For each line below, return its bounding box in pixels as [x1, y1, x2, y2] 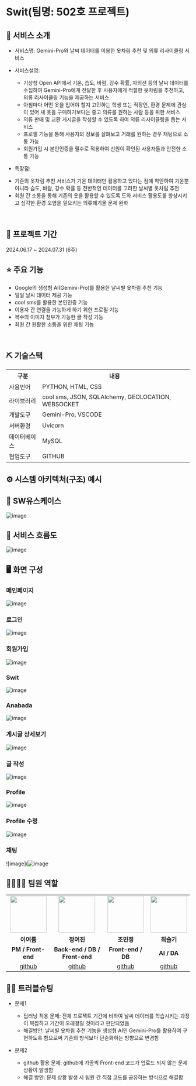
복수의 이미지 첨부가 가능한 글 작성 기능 [14, 313, 104, 320]
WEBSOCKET [42, 400, 79, 409]
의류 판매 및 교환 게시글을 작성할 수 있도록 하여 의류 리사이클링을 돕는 [23, 116, 181, 123]
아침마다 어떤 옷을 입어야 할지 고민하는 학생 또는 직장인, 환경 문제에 [23, 101, 176, 108]
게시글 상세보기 [6, 730, 47, 738]
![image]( [6, 860, 28, 867]
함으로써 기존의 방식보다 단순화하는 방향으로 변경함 [43, 1034, 159, 1042]
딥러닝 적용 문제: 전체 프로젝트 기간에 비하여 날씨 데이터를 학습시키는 [23, 1012, 179, 1019]
